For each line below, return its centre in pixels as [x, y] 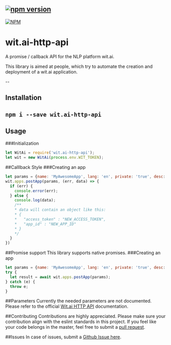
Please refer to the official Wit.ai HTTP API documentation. [67, 306]
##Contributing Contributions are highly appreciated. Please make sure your [86, 316]
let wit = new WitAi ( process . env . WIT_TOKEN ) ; [54, 158]
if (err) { [21, 186]
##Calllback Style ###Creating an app [45, 167]
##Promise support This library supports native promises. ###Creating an [83, 253]
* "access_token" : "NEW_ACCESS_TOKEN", [60, 219]
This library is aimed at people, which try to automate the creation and [79, 66]
